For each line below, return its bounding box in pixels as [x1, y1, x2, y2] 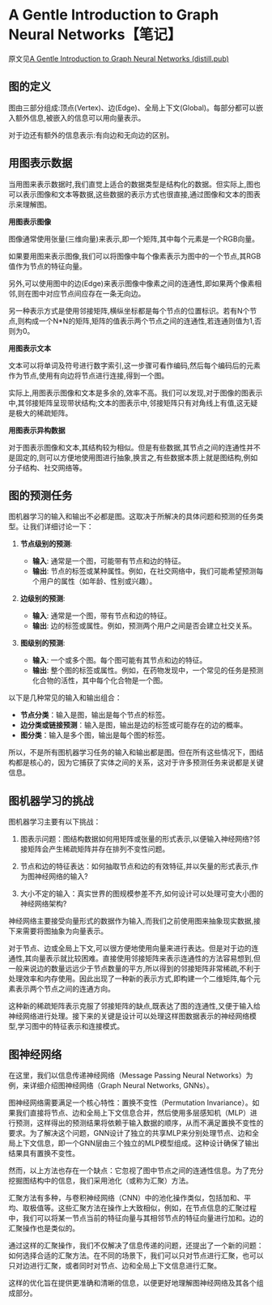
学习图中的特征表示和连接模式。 [17, 1021, 125, 1031]
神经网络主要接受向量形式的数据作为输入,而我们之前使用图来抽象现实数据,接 [8, 916, 261, 926]
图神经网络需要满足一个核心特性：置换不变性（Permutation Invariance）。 [8, 1098, 253, 1107]
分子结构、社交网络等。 [8, 463, 87, 472]
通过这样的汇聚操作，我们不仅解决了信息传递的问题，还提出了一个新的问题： [8, 1241, 264, 1250]
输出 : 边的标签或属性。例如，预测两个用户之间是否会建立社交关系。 [32, 621, 257, 631]
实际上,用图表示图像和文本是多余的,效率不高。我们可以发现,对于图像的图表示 [8, 387, 263, 398]
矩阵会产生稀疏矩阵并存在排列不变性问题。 [27, 844, 170, 854]
